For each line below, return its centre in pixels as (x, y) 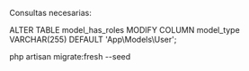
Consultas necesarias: (50, 13)
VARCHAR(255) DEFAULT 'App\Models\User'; (93, 39)
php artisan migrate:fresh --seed (70, 56)
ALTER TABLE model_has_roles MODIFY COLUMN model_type (124, 30)
